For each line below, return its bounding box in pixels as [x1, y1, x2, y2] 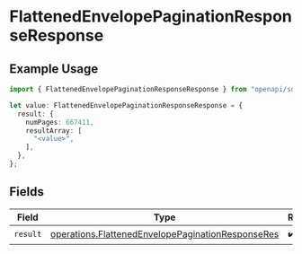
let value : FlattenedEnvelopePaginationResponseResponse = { [9, 101, 244, 109]
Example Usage [9, 61, 99, 76]
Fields [9, 184, 45, 199]
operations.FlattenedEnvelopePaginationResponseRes [50, 228, 280, 241]
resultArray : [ [25, 126, 83, 136]
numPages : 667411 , [25, 118, 94, 127]
